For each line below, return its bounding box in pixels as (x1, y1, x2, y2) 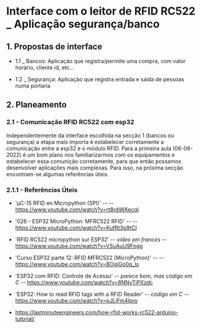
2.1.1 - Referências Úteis (6, 185, 77, 194)
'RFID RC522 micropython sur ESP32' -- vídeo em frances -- (15, 236, 167, 243)
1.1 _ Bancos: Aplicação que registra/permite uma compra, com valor (15, 58, 186, 64)
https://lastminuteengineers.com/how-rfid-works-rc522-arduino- (15, 309, 179, 316)
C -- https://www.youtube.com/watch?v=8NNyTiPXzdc (15, 278, 153, 286)
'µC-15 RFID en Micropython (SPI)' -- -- (15, 199, 114, 207)
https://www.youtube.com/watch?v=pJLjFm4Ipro (15, 296, 138, 304)
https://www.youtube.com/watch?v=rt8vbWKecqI (15, 205, 139, 213)
